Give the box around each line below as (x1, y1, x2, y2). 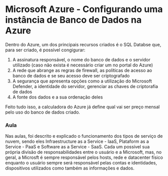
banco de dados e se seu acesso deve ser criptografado (12, 72, 130, 78)
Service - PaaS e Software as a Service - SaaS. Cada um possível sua (5, 144, 150, 150)
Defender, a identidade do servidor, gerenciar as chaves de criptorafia (12, 83, 158, 89)
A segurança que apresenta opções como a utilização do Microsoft (12, 78, 152, 84)
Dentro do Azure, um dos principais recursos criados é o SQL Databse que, (5, 41, 161, 47)
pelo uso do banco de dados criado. (5, 109, 80, 115)
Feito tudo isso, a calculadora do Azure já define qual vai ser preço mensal (5, 104, 160, 110)
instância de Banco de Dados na (5, 14, 142, 26)
